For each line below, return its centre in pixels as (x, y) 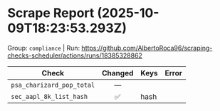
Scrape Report (51, 13)
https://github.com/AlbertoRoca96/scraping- (147, 48)
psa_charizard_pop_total (53, 85)
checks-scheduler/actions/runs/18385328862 (75, 55)
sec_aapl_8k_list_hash (49, 96)
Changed (118, 73)
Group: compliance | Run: (44, 48)
